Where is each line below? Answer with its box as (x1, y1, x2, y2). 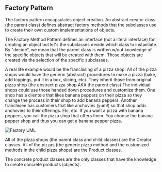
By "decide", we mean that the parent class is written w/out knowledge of (5, 47, 152, 52)
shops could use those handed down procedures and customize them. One (5, 87, 156, 93)
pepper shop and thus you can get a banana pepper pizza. (5, 118, 122, 124)
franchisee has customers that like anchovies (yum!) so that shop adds (5, 102, 147, 108)
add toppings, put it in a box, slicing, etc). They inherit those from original (5, 77, 152, 82)
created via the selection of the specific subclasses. (5, 57, 109, 63)
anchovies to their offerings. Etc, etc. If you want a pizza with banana (5, 108, 143, 113)
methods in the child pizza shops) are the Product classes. (5, 147, 122, 153)
